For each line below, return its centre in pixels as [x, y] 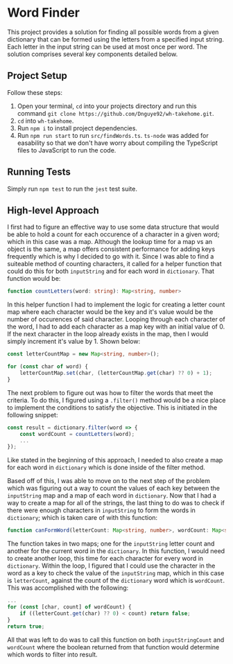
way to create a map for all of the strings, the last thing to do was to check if [116, 503]
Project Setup [37, 76]
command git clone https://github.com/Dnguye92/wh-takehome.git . [115, 113]
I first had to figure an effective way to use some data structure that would [113, 227]
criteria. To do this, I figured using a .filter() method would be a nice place [116, 400]
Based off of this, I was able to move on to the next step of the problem [109, 481]
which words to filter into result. [53, 654]
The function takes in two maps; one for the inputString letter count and [111, 544]
